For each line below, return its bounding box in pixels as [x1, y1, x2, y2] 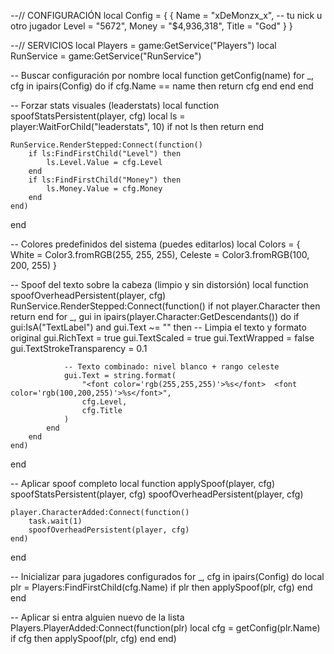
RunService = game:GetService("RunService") [10, 50, 202, 62]
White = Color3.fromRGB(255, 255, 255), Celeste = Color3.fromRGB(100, [10, 249, 310, 260]
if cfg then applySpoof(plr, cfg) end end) [10, 633, 177, 644]
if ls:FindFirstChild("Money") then [28, 175, 182, 185]
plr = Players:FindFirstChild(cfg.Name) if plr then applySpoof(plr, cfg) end [10, 581, 313, 593]
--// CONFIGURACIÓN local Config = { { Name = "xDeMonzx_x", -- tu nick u [10, 10, 323, 21]
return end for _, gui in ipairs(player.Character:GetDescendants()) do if [10, 311, 300, 322]
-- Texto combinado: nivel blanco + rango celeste [63, 362, 280, 372]
